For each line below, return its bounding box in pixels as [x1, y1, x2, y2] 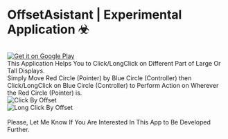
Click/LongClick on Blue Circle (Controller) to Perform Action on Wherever [7, 81, 219, 89]
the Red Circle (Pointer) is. [7, 89, 82, 97]
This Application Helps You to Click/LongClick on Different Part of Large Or [7, 59, 221, 67]
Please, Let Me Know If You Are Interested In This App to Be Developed [7, 118, 211, 126]
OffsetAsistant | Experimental [7, 7, 182, 23]
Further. [7, 125, 30, 133]
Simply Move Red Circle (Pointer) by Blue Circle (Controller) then [7, 73, 192, 82]
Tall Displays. [7, 66, 45, 75]
